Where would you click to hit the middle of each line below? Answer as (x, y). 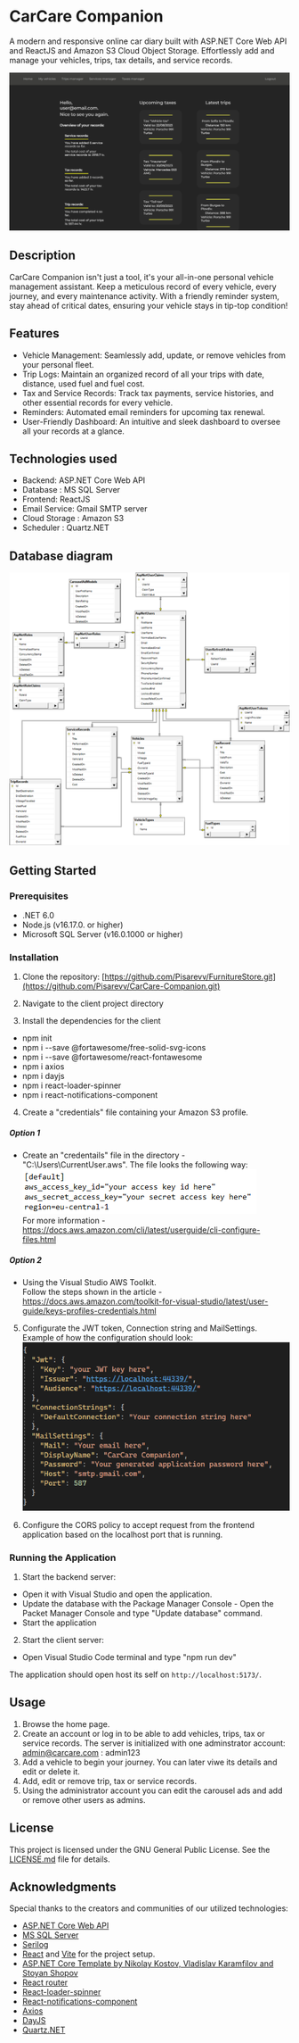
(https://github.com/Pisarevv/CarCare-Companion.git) (121, 986)
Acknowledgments (63, 1886)
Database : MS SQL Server (71, 490)
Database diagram (61, 556)
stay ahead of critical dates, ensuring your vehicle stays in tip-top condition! (149, 305)
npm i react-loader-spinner (72, 1085)
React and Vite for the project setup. (89, 1954)
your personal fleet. (58, 364)
